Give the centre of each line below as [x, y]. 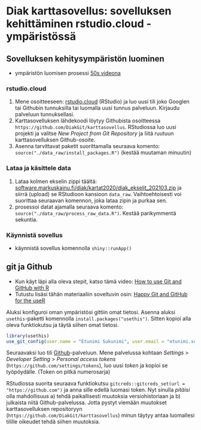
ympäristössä [41, 37]
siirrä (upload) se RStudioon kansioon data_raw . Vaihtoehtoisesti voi [98, 194]
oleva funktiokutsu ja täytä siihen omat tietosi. [63, 324]
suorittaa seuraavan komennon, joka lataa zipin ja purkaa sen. [91, 200]
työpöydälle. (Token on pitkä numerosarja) [58, 372]
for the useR [30, 300]
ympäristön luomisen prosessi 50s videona [68, 73]
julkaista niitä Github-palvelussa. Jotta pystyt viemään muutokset [86, 402]
